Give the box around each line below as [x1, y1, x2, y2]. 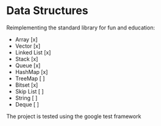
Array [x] [15, 35, 38, 43]
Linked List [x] [15, 48, 51, 56]
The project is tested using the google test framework [6, 113, 141, 120]
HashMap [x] [15, 68, 48, 75]
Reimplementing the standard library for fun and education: [6, 24, 156, 31]
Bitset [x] [15, 81, 38, 89]
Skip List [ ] [15, 87, 44, 95]
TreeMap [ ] [15, 75, 45, 82]
